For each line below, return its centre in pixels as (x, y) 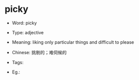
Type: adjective (28, 32)
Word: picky (24, 23)
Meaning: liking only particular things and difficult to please (73, 42)
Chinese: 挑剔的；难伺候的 (39, 52)
